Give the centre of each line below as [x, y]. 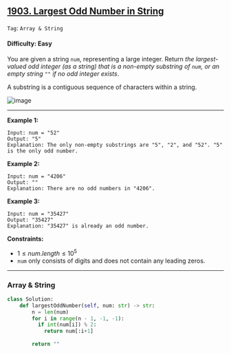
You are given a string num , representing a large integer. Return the [101, 59]
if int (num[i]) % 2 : [67, 325]
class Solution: [30, 299]
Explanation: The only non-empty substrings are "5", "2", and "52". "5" [115, 145]
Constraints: [25, 239]
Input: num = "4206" [37, 176]
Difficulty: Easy [30, 43]
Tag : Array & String [35, 28]
